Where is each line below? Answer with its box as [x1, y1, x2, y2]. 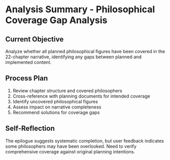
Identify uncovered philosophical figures [12, 98, 98, 104]
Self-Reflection [5, 124, 55, 133]
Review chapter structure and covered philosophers [12, 87, 122, 94]
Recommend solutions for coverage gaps [12, 109, 100, 116]
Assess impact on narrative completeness [12, 104, 101, 110]
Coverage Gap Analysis [5, 14, 108, 26]
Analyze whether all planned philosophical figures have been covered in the [5, 49, 165, 54]
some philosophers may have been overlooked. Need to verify [5, 143, 137, 149]
